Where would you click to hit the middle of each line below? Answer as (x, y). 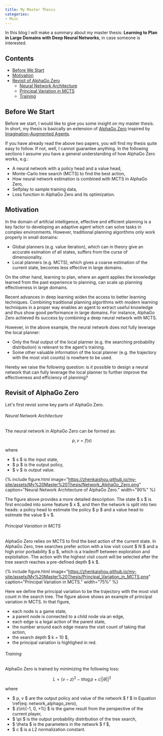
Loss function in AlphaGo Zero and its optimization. (64, 194)
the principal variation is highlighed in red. (54, 642)
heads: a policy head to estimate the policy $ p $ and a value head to (74, 509)
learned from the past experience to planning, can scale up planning (74, 282)
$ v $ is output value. (33, 470)
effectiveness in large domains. (37, 287)
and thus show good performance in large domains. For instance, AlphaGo (80, 312)
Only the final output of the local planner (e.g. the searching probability (83, 342)
